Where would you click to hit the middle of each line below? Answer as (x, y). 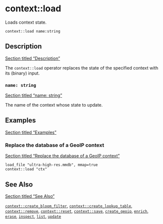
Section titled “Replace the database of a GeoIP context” (62, 156)
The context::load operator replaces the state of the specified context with (82, 68)
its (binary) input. (22, 73)
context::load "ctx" (26, 169)
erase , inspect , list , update (33, 216)
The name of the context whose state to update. (54, 105)
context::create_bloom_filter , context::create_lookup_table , (69, 206)
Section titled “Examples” (31, 132)
